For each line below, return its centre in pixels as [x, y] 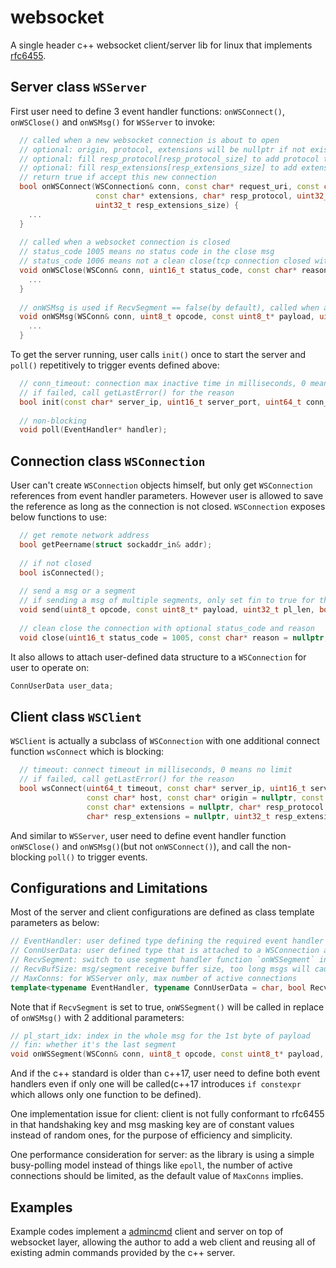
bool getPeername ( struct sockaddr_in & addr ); [116, 544]
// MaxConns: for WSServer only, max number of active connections [154, 978]
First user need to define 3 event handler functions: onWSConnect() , [148, 111]
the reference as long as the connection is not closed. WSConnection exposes [168, 507]
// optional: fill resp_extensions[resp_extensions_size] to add [158, 168]
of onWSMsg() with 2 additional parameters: [97, 1017]
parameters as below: [55, 923]
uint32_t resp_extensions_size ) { [167, 205]
